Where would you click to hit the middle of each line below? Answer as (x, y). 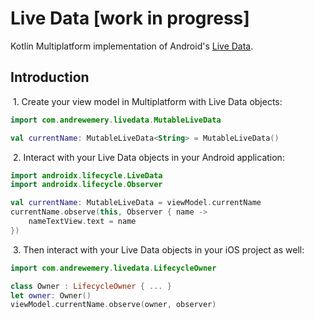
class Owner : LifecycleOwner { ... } (91, 286)
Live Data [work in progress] (130, 18)
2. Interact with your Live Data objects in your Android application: (148, 157)
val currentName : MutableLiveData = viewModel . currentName (136, 203)
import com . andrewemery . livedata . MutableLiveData (116, 120)
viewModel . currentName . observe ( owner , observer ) (113, 305)
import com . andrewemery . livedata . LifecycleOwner (113, 268)
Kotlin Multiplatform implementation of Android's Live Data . (132, 46)
